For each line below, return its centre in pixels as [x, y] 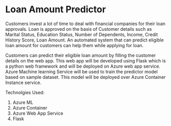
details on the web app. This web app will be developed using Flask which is [86, 60]
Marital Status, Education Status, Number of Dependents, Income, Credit [82, 34]
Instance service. [23, 82]
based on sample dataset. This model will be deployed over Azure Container [86, 77]
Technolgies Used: [25, 92]
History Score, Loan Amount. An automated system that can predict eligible [85, 40]
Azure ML [23, 102]
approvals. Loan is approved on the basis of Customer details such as [79, 29]
